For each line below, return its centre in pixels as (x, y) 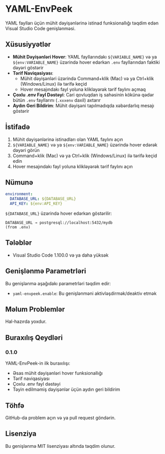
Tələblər (19, 243)
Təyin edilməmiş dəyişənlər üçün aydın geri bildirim (66, 389)
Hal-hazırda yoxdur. (26, 321)
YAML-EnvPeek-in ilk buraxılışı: (38, 363)
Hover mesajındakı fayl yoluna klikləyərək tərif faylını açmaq (83, 89)
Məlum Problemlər (35, 309)
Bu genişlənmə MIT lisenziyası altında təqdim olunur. (60, 446)
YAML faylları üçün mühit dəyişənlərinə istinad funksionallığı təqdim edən (82, 23)
